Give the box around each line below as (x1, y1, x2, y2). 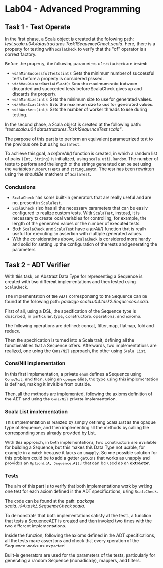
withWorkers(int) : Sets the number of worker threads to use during (12, 106, 147, 112)
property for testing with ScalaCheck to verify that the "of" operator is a (5, 46, 147, 52)
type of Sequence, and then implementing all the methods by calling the (5, 424, 149, 430)
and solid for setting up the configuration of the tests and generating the (12, 241, 157, 247)
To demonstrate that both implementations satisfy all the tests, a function (5, 513, 152, 518)
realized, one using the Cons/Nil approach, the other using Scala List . (5, 348, 147, 354)
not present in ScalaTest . (12, 200, 62, 206)
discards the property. (12, 91, 57, 97)
